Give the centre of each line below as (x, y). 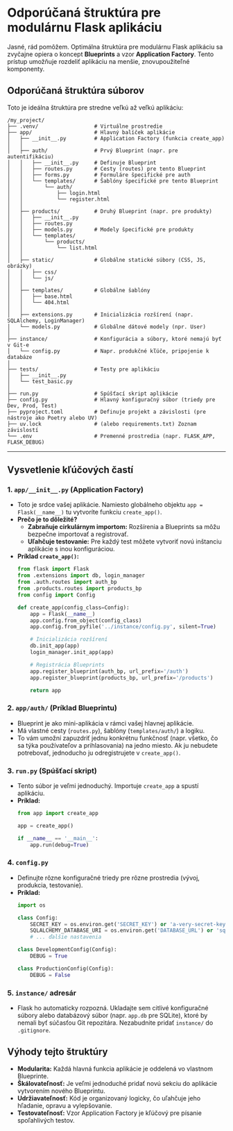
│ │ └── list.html (52, 248)
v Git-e (18, 345)
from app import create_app (58, 814)
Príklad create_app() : (48, 556)
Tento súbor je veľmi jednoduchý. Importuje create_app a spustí (108, 786)
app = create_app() (45, 826)
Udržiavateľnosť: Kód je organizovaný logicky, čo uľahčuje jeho (109, 1098)
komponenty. (26, 69)
